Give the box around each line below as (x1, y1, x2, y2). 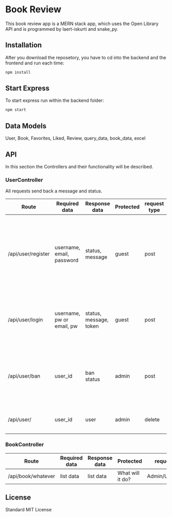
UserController (5, 176, 44, 183)
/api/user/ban (8, 373, 41, 380)
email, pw (54, 322, 78, 330)
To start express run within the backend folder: (5, 97, 104, 103)
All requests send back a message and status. (5, 188, 102, 194)
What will (117, 469, 140, 477)
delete (144, 416, 160, 423)
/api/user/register (8, 250, 50, 257)
